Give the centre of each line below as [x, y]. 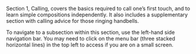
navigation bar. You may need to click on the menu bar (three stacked [91, 38]
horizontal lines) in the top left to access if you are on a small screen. [90, 45]
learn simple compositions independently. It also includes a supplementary [97, 15]
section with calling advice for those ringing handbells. [73, 21]
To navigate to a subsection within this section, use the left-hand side [91, 32]
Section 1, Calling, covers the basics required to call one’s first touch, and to [98, 9]
